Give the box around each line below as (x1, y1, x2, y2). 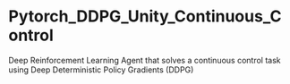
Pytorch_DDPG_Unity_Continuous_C (8, 6, 282, 27)
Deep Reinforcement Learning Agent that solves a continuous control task (8, 55, 281, 65)
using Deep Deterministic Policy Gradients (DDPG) (8, 64, 194, 75)
